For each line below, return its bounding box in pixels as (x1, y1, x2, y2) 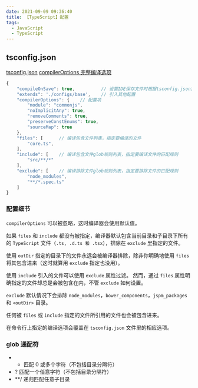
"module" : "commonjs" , (27, 102, 83, 108)
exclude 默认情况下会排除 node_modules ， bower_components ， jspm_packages (6, 291, 187, 299)
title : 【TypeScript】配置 (6, 14, 69, 20)
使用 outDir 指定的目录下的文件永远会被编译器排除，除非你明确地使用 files (6, 251, 190, 259)
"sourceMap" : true (27, 124, 72, 130)
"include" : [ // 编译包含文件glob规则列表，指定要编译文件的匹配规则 (16, 151, 179, 158)
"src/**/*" (27, 157, 54, 163)
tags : (6, 19, 19, 25)
